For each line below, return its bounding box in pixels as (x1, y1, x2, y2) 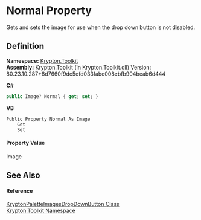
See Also (6, 170, 40, 181)
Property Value (6, 140, 45, 147)
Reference (6, 187, 33, 194)
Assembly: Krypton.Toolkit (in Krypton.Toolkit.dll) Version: (6, 63, 152, 71)
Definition (6, 41, 44, 51)
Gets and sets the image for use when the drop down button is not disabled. (6, 24, 195, 31)
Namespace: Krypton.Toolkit (6, 57, 78, 64)
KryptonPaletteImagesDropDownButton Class (6, 201, 120, 208)
